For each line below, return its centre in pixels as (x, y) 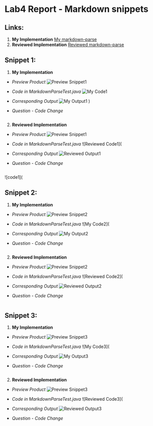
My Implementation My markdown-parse (54, 39)
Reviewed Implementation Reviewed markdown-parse (68, 45)
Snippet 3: (21, 316)
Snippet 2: (21, 193)
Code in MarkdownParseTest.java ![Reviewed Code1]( (67, 144)
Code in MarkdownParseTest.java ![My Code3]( (61, 347)
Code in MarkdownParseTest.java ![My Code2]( (60, 224)
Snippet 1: (20, 60)
